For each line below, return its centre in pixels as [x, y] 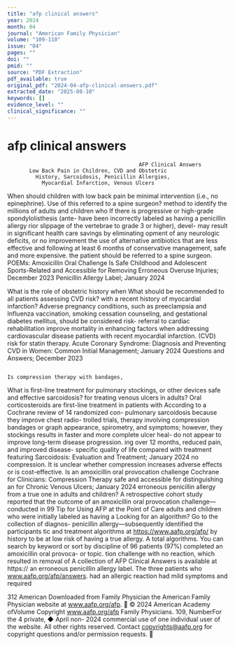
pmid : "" [20, 66]
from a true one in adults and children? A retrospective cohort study [105, 494]
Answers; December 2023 [45, 358]
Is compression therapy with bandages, [65, 377]
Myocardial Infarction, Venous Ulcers [98, 183]
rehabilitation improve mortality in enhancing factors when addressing [108, 328]
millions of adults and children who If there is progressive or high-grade [111, 211]
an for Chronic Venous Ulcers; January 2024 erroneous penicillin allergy [112, 486]
